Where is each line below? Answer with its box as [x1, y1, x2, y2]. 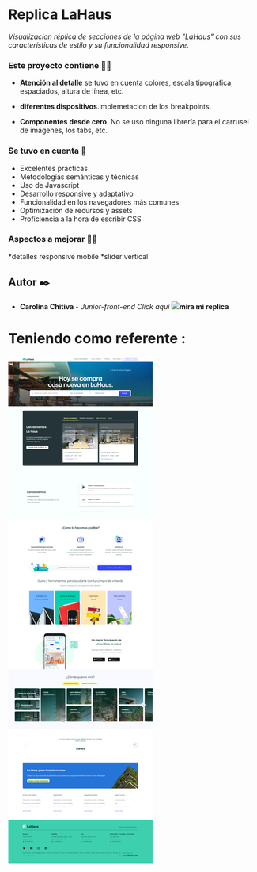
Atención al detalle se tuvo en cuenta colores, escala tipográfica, [19, 78, 233, 88]
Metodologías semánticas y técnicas [19, 172, 140, 182]
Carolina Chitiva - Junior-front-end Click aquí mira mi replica [19, 301, 229, 311]
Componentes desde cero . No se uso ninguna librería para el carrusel [19, 117, 249, 127]
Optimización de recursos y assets [19, 205, 133, 215]
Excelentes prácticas [19, 163, 89, 173]
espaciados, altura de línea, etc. [19, 86, 124, 96]
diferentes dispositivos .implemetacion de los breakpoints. [19, 101, 212, 112]
